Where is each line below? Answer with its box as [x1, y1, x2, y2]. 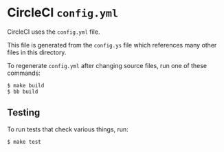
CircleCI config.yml [7, 5, 119, 21]
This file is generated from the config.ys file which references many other [7, 41, 217, 49]
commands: [7, 69, 41, 77]
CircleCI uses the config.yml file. [7, 28, 100, 36]
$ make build [7, 82, 45, 89]
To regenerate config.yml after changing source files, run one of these [7, 61, 208, 69]
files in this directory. [7, 48, 67, 56]
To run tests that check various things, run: [7, 125, 128, 133]
